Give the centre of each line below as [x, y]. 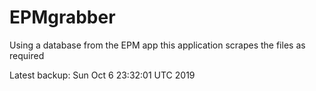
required [27, 55]
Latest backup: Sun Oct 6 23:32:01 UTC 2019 [102, 75]
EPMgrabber [62, 17]
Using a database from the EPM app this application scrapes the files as [157, 45]
